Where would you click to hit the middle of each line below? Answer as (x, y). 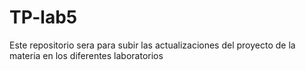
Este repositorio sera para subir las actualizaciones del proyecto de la (152, 45)
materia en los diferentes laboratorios (86, 55)
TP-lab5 (43, 17)
